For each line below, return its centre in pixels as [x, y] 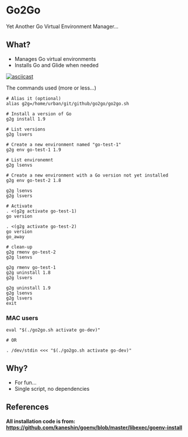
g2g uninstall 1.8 [28, 273]
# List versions [26, 129]
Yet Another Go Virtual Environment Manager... [62, 26]
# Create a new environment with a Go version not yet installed [87, 175]
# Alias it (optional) [34, 98]
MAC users [22, 318]
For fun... [25, 382]
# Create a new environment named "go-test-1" [64, 144]
